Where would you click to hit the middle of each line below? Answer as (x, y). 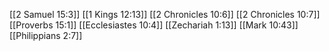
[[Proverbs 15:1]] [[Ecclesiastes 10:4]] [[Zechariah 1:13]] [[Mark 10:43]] (154, 25)
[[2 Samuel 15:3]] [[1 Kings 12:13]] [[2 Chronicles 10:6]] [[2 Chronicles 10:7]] (165, 14)
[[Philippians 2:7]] (46, 35)
